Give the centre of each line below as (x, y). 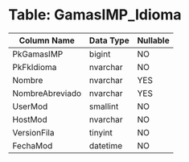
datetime (106, 145)
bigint (100, 54)
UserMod (30, 106)
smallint (104, 106)
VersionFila (33, 132)
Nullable (154, 40)
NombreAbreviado (47, 93)
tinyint (101, 132)
